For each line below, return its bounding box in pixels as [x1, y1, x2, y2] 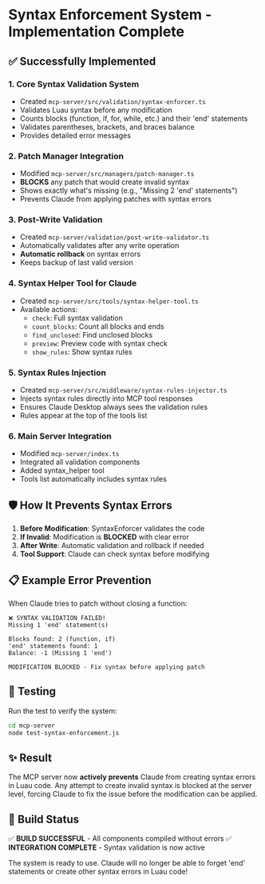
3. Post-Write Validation [8, 214, 103, 226]
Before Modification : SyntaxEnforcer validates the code [19, 524, 205, 534]
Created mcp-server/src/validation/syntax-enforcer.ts [19, 96, 206, 106]
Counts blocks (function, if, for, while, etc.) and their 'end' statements [19, 114, 248, 123]
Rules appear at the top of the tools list [19, 410, 148, 421]
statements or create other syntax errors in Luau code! [8, 866, 188, 877]
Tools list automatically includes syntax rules [19, 474, 168, 484]
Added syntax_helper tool [19, 466, 105, 475]
